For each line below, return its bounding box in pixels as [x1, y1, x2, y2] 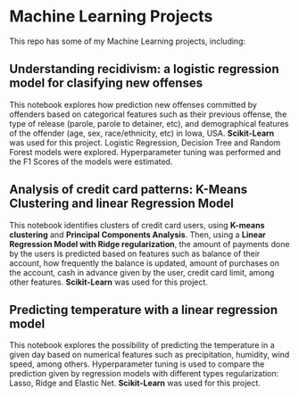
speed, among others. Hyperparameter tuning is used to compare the [9, 359, 265, 369]
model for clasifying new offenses [9, 76, 203, 91]
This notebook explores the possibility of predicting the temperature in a [9, 340, 275, 351]
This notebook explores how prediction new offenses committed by [9, 99, 257, 110]
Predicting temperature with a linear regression [9, 302, 278, 318]
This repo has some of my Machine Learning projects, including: [9, 36, 246, 46]
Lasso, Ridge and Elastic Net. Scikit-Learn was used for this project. [9, 377, 262, 389]
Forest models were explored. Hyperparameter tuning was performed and [9, 146, 281, 157]
